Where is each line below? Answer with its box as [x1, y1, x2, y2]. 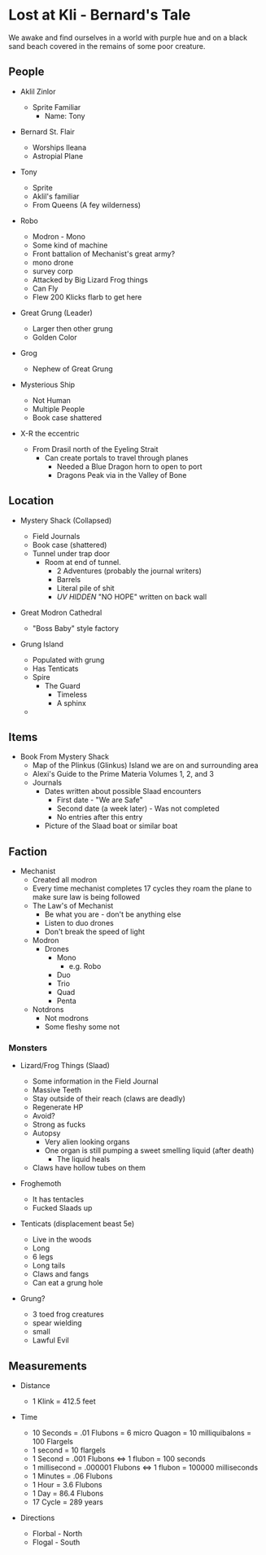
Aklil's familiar [32, 191, 80, 201]
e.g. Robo [68, 961, 102, 971]
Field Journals [32, 531, 81, 541]
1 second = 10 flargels [32, 1445, 106, 1455]
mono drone [32, 257, 74, 267]
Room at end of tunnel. [44, 557, 122, 567]
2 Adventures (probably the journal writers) [56, 566, 202, 576]
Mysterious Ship [20, 379, 76, 389]
